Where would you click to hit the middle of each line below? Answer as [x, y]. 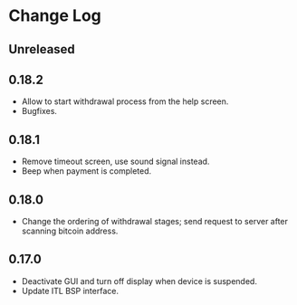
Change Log [55, 16]
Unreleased [42, 49]
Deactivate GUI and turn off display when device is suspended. [139, 281]
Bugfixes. [39, 111]
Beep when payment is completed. [86, 171]
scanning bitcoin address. [70, 231]
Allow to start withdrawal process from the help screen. [125, 101]
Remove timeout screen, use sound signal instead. [115, 162]
